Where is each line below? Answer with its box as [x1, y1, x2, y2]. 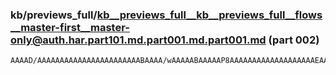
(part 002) [268, 33, 320, 47]
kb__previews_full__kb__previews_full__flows [96, 8, 323, 22]
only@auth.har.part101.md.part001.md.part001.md [10, 33, 267, 47]
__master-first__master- [10, 20, 130, 34]
